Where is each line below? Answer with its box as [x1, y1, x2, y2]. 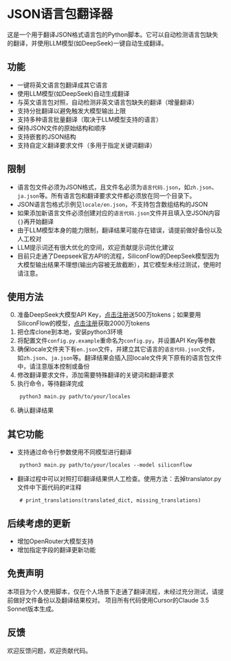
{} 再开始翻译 [16, 217, 54, 225]
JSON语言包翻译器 [7, 6, 113, 22]
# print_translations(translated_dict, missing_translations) [19, 497, 201, 504]
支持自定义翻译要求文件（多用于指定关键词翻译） [16, 141, 156, 149]
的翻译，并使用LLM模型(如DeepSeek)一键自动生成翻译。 [7, 39, 168, 47]
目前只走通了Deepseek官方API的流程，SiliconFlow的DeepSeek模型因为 [16, 252, 220, 260]
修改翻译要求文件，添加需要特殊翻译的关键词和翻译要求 [16, 371, 174, 379]
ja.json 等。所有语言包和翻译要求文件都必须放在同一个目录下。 [16, 191, 196, 200]
